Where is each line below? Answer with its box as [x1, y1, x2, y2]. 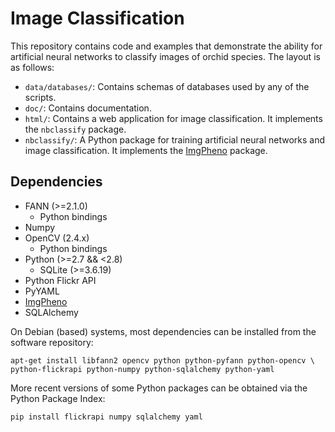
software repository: [10, 336, 94, 348]
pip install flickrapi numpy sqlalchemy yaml [10, 412, 203, 422]
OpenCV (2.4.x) [24, 232, 90, 244]
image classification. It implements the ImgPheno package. [24, 144, 268, 156]
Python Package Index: [10, 392, 106, 404]
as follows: [10, 61, 55, 73]
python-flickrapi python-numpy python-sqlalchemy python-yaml [10, 364, 275, 374]
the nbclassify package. [24, 123, 127, 135]
